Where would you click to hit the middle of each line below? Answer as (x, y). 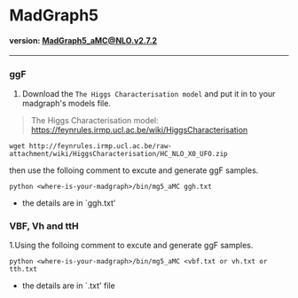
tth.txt (24, 269)
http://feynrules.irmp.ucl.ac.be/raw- (101, 146)
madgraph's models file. (66, 103)
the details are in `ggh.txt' (69, 203)
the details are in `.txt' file (68, 286)
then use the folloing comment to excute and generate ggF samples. (134, 170)
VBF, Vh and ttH (44, 225)
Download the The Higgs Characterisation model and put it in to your (149, 93)
